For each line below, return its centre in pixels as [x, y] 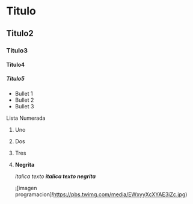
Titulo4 [16, 65]
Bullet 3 [24, 107]
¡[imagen [26, 188]
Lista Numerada [26, 118]
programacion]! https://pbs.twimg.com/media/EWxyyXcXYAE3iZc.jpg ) [101, 194]
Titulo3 [17, 51]
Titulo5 [16, 78]
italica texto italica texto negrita [55, 176]
